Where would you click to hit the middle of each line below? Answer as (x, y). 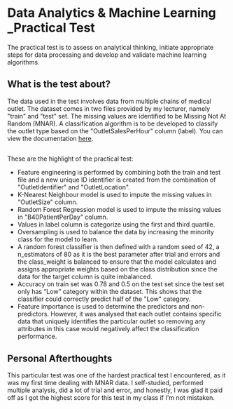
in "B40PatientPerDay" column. (63, 217)
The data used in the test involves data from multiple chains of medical (109, 101)
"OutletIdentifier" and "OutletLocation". (74, 187)
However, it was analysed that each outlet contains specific (136, 314)
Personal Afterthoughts (60, 358)
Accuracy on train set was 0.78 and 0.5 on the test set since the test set (121, 284)
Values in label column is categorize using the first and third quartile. (116, 224)
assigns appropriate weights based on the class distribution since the (118, 269)
